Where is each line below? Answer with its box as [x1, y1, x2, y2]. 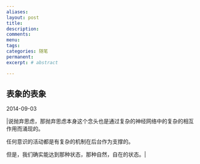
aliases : [6, 8, 28, 15]
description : [6, 25, 39, 32]
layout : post [6, 15, 39, 21]
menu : [6, 37, 20, 43]
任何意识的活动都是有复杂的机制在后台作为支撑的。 [6, 138, 134, 145]
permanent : [6, 54, 34, 60]
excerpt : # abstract [6, 59, 59, 65]
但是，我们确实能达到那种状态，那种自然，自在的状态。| [6, 151, 147, 158]
